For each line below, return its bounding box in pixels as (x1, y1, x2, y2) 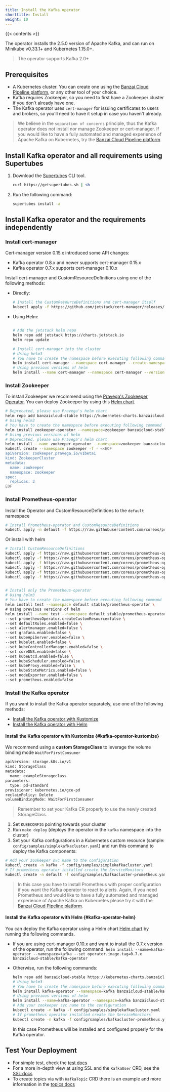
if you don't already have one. (12, 100, 75, 106)
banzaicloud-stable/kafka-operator (12, 956, 88, 961)
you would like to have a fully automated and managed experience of (17, 131, 162, 137)
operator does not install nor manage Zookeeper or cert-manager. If (17, 126, 159, 132)
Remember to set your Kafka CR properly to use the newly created (17, 806, 157, 812)
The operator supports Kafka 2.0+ (17, 56, 90, 62)
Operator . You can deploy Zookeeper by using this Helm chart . (5, 399, 136, 405)
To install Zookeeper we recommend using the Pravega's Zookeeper (5, 393, 148, 400)
